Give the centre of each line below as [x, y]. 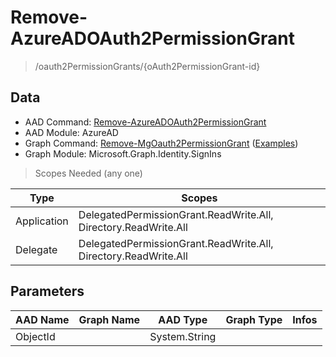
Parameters [47, 291]
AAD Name [42, 319]
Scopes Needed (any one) [88, 173]
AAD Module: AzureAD [71, 132]
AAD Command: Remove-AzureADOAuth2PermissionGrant [145, 122]
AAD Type [183, 319]
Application [42, 221]
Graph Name [109, 319]
